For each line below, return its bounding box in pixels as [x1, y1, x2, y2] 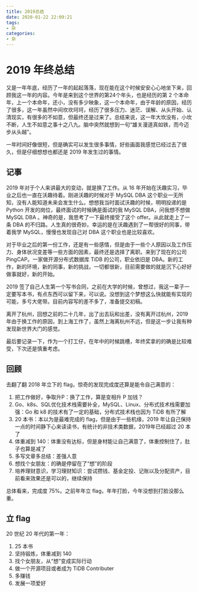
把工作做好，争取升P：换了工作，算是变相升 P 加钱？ [14, 393, 143, 401]
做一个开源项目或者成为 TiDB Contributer [14, 565, 114, 572]
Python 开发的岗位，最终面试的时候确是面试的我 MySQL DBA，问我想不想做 [6, 206, 190, 213]
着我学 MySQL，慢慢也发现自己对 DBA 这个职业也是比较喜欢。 [6, 228, 158, 235]
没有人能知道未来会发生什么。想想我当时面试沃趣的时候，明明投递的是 [16, 199, 187, 206]
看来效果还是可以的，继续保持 [19, 474, 93, 482]
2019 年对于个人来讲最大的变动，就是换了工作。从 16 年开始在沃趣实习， [6, 184, 183, 191]
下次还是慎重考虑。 [16, 345, 63, 352]
